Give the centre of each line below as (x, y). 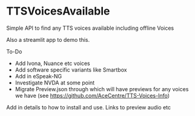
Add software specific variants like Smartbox (71, 70)
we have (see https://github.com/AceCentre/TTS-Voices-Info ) (92, 95)
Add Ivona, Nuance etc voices (52, 63)
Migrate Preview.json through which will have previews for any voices (102, 89)
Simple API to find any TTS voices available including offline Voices (90, 28)
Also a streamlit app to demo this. (48, 39)
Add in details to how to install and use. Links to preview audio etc (89, 107)
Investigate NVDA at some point (55, 83)
